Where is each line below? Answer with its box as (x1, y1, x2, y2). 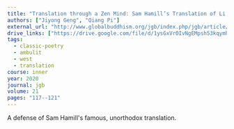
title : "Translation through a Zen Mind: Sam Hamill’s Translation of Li (7, 10, 226, 17)
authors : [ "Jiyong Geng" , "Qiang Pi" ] (7, 17, 120, 24)
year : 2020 (7, 75, 39, 82)
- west (13, 56, 33, 63)
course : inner (7, 68, 49, 75)
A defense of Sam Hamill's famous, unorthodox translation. (7, 114, 177, 122)
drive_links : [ (7, 29, 52, 37)
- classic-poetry (13, 43, 64, 50)
